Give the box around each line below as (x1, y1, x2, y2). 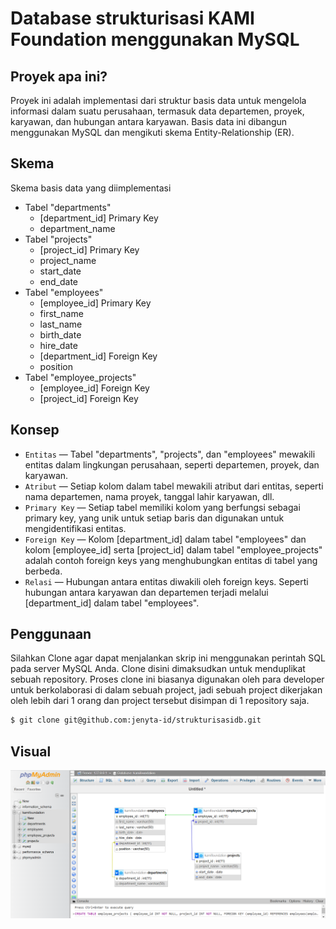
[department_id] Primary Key (39, 212, 159, 224)
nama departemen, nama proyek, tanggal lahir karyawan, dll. (24, 490, 275, 502)
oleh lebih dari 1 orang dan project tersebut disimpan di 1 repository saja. (10, 695, 310, 707)
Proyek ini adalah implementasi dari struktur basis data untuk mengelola (10, 95, 307, 106)
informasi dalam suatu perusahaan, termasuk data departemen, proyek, (10, 105, 305, 117)
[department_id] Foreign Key (39, 350, 158, 362)
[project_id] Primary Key (39, 243, 140, 256)
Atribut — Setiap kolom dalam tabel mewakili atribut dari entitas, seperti (24, 480, 324, 492)
